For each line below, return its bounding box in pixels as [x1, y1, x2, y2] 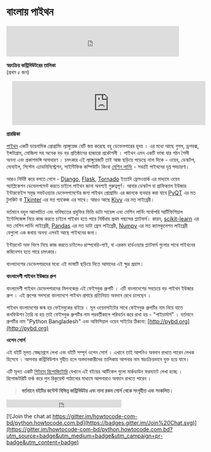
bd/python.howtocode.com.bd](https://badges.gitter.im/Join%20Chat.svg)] [6, 419, 198, 426]
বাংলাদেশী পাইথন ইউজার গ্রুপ [6, 272, 56, 280]
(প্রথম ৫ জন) [6, 68, 29, 75]
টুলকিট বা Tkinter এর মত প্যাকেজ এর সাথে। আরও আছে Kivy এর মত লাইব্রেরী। [6, 195, 155, 203]
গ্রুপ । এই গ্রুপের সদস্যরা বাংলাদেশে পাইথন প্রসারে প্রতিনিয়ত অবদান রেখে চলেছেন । [6, 292, 152, 299]
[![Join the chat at [6, 412, 52, 420]
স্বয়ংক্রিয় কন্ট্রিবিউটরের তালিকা [6, 61, 56, 69]
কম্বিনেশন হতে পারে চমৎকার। [6, 247, 58, 255]
